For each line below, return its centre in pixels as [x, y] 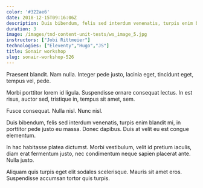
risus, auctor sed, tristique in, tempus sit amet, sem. [71, 99]
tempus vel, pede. [29, 81]
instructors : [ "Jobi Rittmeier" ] [48, 40]
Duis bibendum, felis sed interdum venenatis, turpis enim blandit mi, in [94, 123]
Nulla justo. [20, 160]
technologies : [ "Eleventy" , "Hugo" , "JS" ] [58, 46]
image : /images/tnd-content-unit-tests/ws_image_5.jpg [77, 35]
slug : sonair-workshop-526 [40, 57]
